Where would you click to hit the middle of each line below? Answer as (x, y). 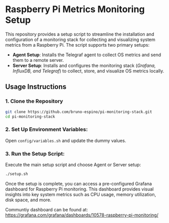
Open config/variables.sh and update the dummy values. (66, 140)
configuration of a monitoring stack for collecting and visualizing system (80, 40)
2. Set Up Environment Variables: (47, 129)
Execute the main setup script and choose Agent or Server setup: (73, 164)
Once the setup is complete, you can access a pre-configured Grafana (79, 183)
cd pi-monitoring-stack (30, 117)
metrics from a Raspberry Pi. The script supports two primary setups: (77, 45)
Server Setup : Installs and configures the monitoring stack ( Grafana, (84, 65)
